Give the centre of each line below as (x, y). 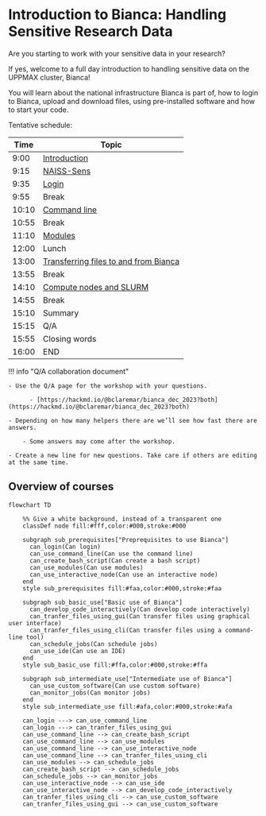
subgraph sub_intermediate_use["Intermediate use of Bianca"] (127, 679)
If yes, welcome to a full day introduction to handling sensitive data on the (129, 68)
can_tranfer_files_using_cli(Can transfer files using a (125, 630)
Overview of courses (61, 487)
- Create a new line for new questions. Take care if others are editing (133, 455)
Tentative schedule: (40, 125)
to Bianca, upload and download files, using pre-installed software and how (132, 101)
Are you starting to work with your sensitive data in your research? (117, 53)
